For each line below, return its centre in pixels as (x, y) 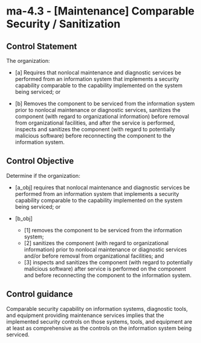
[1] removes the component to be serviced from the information (103, 230)
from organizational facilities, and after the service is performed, (95, 123)
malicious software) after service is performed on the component (105, 269)
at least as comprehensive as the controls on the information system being (99, 328)
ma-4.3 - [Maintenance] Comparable (101, 11)
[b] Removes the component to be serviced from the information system (105, 103)
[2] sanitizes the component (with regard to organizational (96, 243)
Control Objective (40, 161)
